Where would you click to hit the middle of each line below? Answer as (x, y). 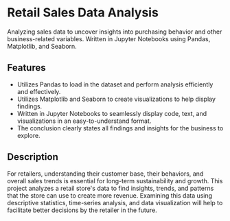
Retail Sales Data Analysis (83, 13)
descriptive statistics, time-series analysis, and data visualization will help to (115, 202)
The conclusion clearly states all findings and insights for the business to (120, 128)
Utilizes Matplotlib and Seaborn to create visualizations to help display (116, 99)
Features (26, 68)
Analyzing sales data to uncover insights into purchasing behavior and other (115, 32)
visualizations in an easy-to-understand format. (84, 121)
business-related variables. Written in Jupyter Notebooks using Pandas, (109, 38)
